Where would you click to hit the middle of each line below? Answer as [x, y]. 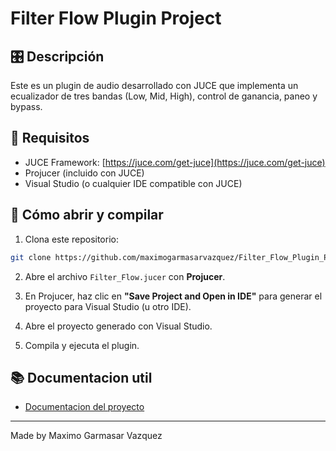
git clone [31, 257]
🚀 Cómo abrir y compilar [87, 215]
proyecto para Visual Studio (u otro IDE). [108, 306]
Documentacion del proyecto [84, 407]
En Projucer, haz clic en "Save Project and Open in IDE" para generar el [173, 296]
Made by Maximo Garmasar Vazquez [86, 436]
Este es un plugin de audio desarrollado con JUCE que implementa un [154, 85]
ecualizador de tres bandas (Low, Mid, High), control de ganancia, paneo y [164, 96]
